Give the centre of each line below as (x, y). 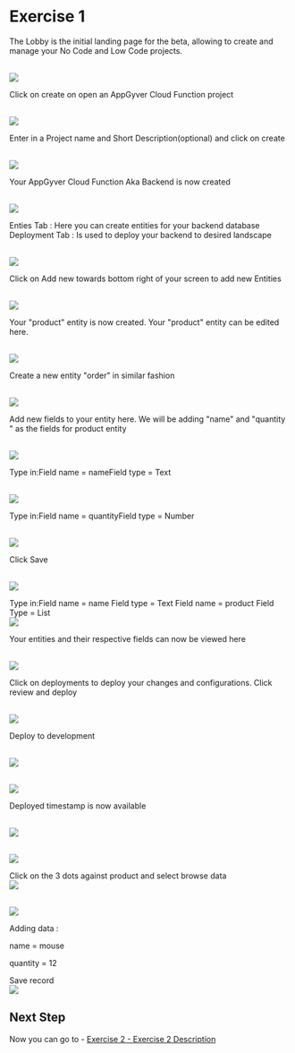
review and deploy (43, 692)
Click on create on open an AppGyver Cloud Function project (122, 94)
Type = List (30, 612)
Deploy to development (52, 735)
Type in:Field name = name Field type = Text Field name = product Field (142, 603)
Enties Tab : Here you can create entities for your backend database (135, 225)
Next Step (38, 1018)
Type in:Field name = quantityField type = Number (102, 516)
